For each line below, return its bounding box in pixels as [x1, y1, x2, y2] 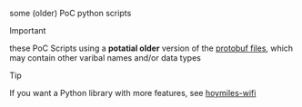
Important [9, 25, 46, 35]
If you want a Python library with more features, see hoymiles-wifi [9, 88, 257, 98]
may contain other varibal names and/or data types [9, 53, 202, 63]
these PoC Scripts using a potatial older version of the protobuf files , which [9, 43, 294, 53]
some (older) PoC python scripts [9, 8, 132, 18]
